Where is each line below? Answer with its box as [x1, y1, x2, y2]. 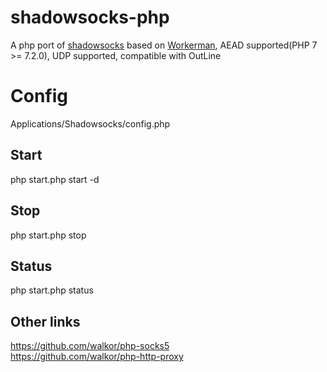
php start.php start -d [10, 173, 100, 185]
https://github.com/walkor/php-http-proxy [10, 351, 184, 363]
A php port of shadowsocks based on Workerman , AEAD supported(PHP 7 [10, 39, 318, 51]
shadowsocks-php [10, 6, 170, 29]
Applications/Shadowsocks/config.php [10, 117, 171, 130]
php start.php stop [10, 229, 87, 241]
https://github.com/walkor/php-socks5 [10, 340, 170, 352]
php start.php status [10, 284, 94, 296]
